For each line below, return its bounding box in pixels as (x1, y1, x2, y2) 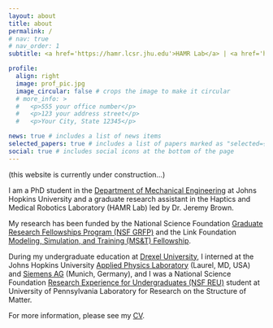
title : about (8, 20, 53, 28)
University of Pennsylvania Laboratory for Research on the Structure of (8, 286, 246, 295)
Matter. (8, 295, 32, 304)
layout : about (8, 11, 57, 20)
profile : (8, 64, 38, 73)
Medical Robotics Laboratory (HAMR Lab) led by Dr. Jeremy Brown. (8, 203, 234, 212)
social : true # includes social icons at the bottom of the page (8, 147, 234, 155)
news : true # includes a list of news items (8, 132, 162, 141)
